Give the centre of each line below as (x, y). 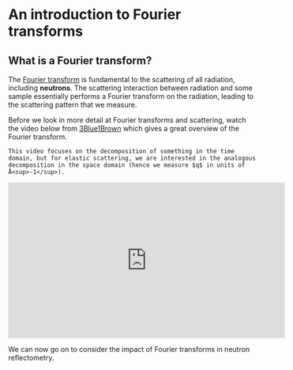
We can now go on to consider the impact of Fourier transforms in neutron (129, 349)
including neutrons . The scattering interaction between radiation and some (130, 88)
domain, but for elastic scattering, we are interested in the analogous (132, 158)
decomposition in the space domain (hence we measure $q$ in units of (127, 165)
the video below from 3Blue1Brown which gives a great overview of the (124, 128)
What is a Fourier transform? (80, 60)
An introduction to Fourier (95, 15)
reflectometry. (31, 358)
